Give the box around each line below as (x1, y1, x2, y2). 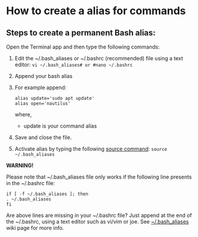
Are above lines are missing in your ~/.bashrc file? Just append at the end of (6, 212, 192, 219)
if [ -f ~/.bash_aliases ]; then (6, 191, 89, 197)
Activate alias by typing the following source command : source (14, 145, 167, 152)
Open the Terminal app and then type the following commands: (6, 43, 160, 50)
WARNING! (6, 162, 34, 169)
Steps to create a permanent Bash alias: (6, 28, 156, 38)
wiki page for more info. (6, 225, 64, 231)
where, (14, 111, 32, 118)
